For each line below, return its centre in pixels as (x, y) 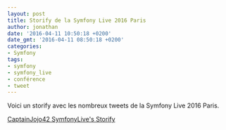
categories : (25, 46)
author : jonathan (33, 27)
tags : (15, 60)
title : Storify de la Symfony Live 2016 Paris (77, 20)
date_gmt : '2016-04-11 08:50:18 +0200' (66, 40)
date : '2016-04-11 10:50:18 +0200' (59, 33)
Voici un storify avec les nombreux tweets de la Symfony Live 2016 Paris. (113, 105)
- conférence (26, 79)
